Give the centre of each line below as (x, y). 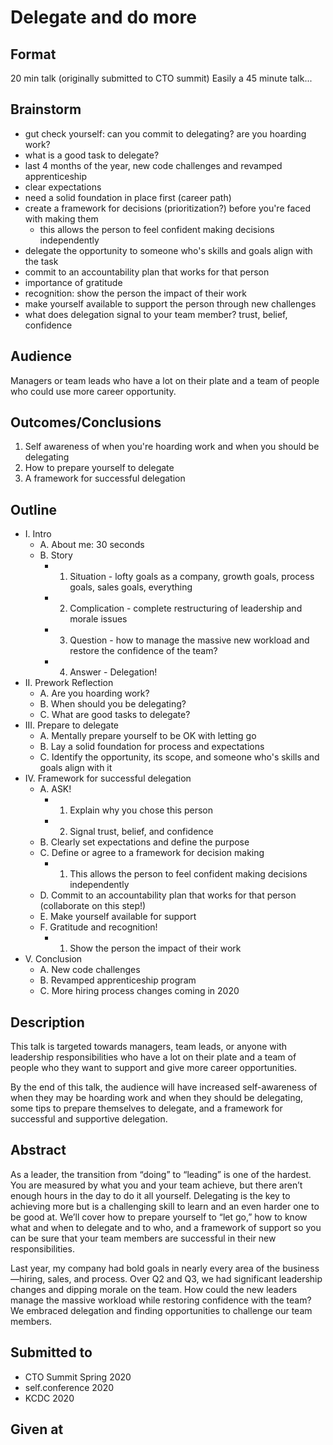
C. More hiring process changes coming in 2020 (139, 991)
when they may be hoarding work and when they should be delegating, (157, 1098)
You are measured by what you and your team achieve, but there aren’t (156, 1185)
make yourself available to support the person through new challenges (170, 303)
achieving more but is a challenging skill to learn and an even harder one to (165, 1206)
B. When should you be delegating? (113, 704)
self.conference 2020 (69, 1387)
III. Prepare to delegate (72, 725)
